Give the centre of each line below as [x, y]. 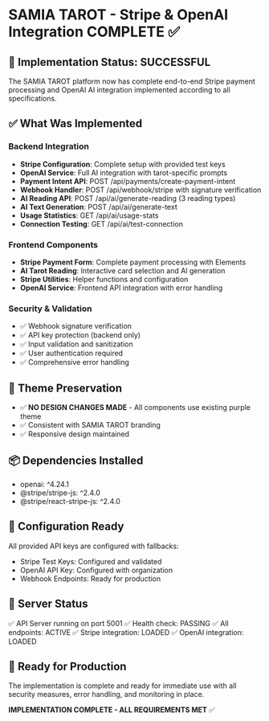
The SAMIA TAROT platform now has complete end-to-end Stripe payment [132, 81]
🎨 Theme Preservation [65, 388]
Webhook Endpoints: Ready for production [90, 578]
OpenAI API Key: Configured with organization [96, 570]
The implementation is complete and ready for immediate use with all [122, 686]
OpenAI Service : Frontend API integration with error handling [121, 288]
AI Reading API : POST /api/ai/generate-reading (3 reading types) [128, 198]
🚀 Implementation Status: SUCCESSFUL [110, 62]
